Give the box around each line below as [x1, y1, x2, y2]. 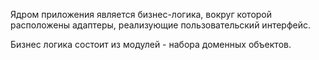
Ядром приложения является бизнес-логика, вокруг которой [10, 9, 273, 20]
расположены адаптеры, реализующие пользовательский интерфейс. [10, 19, 311, 31]
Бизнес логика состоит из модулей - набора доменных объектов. [10, 39, 292, 50]
